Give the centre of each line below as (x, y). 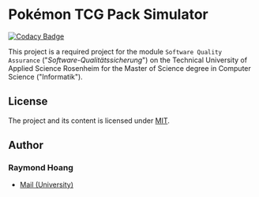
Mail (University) (46, 185)
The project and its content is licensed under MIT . (89, 121)
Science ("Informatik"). (45, 76)
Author (26, 145)
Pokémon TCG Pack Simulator (109, 15)
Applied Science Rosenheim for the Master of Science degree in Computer (129, 68)
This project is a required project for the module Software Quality (115, 51)
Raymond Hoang (41, 168)
